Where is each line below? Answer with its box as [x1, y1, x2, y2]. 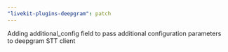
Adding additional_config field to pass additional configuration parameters [7, 29, 222, 37]
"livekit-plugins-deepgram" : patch [7, 10, 112, 17]
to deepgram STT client [7, 36, 76, 45]
